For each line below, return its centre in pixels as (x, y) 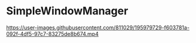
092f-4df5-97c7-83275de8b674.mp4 (52, 33)
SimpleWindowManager (67, 11)
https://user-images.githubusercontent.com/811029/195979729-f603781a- (98, 27)
